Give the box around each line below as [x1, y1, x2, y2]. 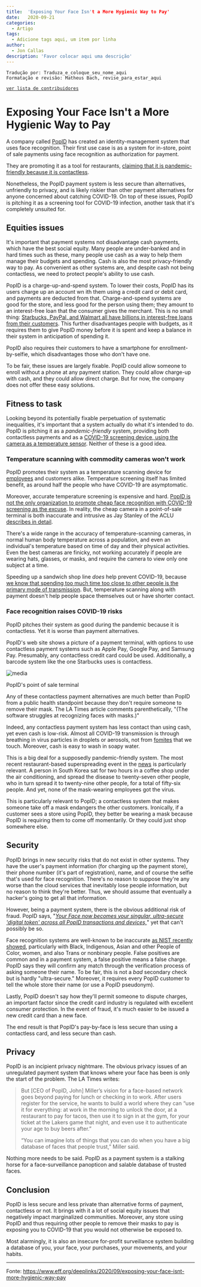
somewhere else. [6, 823, 49, 830]
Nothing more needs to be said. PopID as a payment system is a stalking [6, 1155, 185, 1162]
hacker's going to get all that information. [6, 894, 108, 901]
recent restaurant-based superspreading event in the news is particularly [6, 760, 187, 768]
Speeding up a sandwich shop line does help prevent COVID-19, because [6, 573, 187, 580]
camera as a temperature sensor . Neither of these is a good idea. [6, 440, 167, 448]
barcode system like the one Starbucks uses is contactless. [6, 658, 153, 665]
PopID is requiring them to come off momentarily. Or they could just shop [6, 816, 187, 823]
